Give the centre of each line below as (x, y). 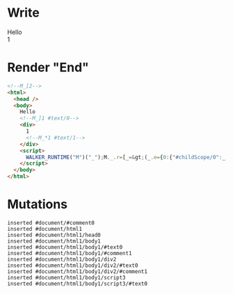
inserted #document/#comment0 (51, 223)
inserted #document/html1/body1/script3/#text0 (78, 284)
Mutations (38, 205)
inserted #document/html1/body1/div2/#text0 (73, 266)
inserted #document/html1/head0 (54, 235)
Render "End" (48, 68)
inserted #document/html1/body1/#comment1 (70, 253)
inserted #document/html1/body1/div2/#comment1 (78, 271)
